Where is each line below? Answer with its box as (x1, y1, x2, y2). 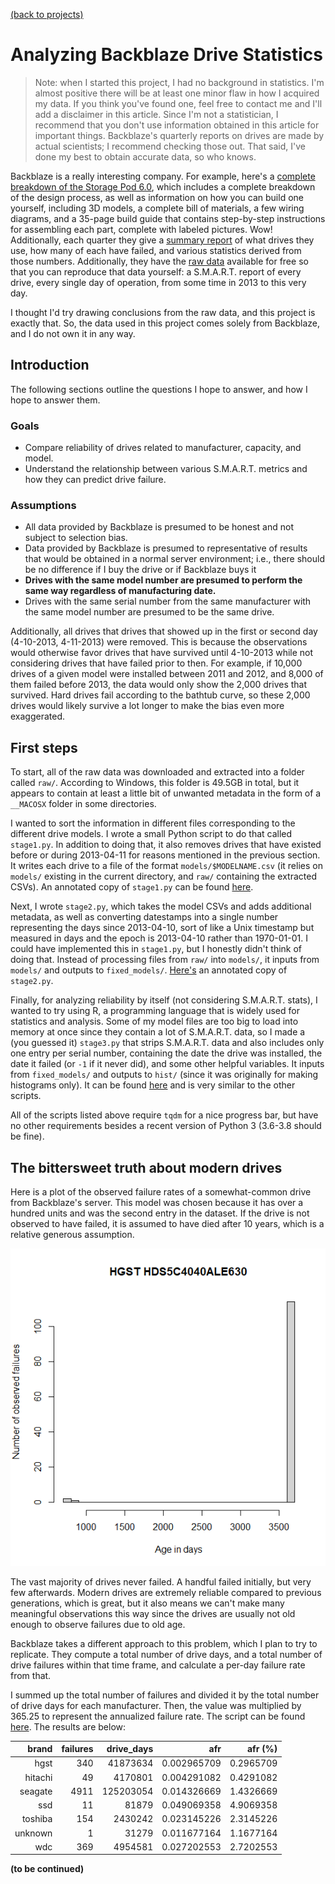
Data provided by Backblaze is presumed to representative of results (24, 542, 308, 554)
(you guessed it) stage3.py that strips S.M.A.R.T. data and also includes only (10, 1037, 325, 1049)
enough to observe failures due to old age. (10, 1618, 186, 1630)
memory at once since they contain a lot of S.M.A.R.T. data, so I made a (10, 1026, 306, 1038)
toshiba (21, 1813, 53, 1825)
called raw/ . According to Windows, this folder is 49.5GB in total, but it (10, 777, 300, 789)
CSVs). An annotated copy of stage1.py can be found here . (10, 881, 254, 893)
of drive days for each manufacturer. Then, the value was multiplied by (10, 1699, 302, 1711)
